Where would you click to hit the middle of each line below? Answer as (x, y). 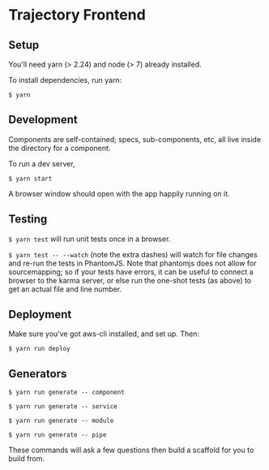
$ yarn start (30, 179)
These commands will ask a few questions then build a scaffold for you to (131, 450)
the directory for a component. (60, 148)
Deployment (40, 315)
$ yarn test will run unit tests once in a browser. (90, 239)
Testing (28, 220)
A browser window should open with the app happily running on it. (119, 193)
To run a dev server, (42, 163)
